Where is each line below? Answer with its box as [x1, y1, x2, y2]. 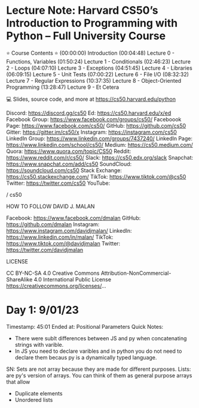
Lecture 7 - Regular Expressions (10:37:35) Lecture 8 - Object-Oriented [6, 77, 182, 84]
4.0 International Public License [33, 275, 112, 283]
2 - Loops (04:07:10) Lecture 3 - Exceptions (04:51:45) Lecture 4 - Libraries [6, 64, 192, 71]
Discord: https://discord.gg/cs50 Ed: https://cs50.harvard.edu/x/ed [6, 109, 172, 116]
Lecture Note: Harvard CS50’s [6, 4, 158, 17]
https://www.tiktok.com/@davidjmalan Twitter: [6, 239, 121, 247]
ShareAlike [6, 275, 33, 283]
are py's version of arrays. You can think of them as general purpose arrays [6, 371, 192, 379]
